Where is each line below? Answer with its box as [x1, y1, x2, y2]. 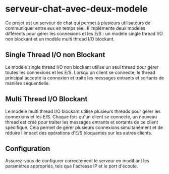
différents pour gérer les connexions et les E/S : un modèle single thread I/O [5, 30, 163, 36]
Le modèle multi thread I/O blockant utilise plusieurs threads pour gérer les [5, 108, 161, 114]
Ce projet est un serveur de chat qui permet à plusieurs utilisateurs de [5, 20, 151, 26]
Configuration [5, 144, 50, 153]
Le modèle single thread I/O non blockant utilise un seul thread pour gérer [5, 64, 159, 70]
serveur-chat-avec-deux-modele [5, 3, 148, 15]
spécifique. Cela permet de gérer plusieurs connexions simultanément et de [5, 124, 163, 130]
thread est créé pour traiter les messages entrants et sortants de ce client [5, 119, 158, 125]
